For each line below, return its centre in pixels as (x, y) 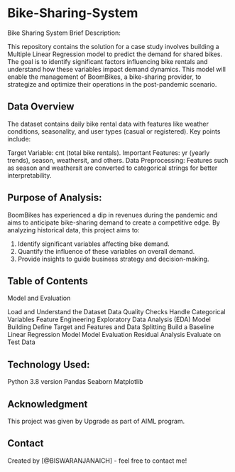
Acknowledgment (48, 404)
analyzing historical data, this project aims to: (73, 230)
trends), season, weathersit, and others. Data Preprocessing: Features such (118, 160)
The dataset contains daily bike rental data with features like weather (108, 124)
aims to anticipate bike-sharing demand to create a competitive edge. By (114, 222)
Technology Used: (49, 364)
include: (19, 139)
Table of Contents (48, 281)
